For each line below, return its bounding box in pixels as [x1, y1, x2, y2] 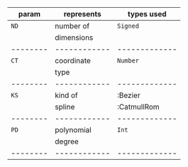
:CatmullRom [116, 102, 160, 112]
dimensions [55, 33, 94, 42]
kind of [55, 90, 78, 100]
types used [127, 9, 167, 18]
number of [55, 21, 90, 31]
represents [63, 9, 101, 18]
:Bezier [116, 90, 140, 100]
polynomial [55, 125, 92, 134]
